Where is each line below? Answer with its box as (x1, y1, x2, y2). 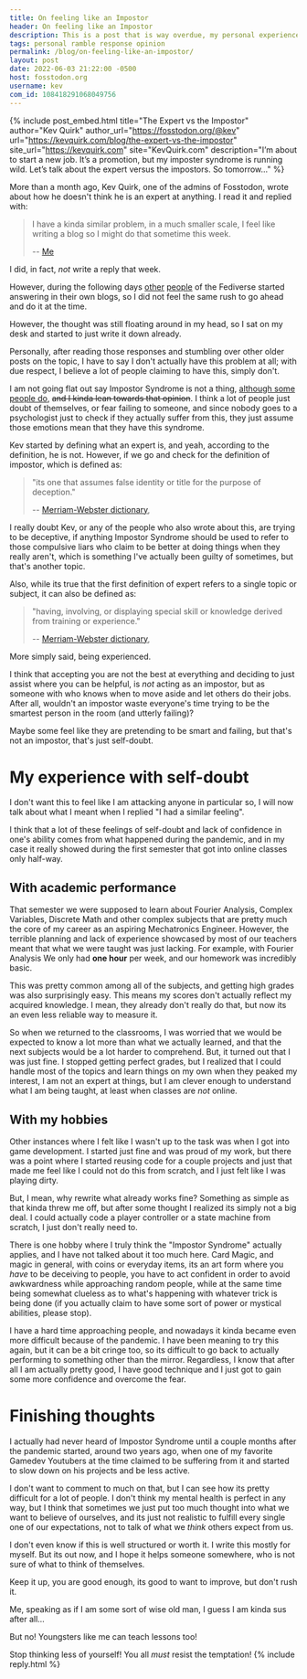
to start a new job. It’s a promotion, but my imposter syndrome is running (9, 154, 283, 165)
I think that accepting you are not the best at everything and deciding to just (9, 668, 295, 679)
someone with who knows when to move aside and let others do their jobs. (9, 687, 291, 699)
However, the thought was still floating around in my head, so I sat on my (9, 318, 283, 329)
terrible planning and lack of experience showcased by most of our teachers (9, 933, 297, 944)
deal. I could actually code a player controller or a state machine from (9, 1212, 271, 1223)
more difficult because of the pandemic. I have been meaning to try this (9, 1335, 280, 1346)
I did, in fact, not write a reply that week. (9, 263, 162, 274)
